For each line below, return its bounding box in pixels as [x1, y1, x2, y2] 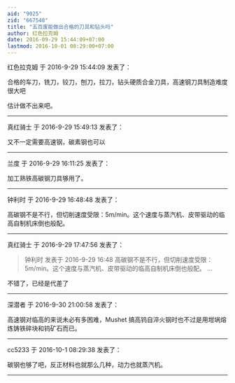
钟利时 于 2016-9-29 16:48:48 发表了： [7, 195, 120, 204]
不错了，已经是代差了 [7, 279, 69, 287]
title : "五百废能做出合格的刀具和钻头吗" [7, 23, 114, 30]
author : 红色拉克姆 [7, 29, 59, 37]
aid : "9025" [7, 10, 42, 18]
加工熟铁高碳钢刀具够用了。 [7, 174, 87, 182]
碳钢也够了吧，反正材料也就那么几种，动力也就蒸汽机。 [7, 361, 166, 368]
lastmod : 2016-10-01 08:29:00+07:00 [7, 43, 114, 50]
